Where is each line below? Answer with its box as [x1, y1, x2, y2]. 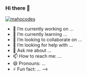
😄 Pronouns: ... [12, 60, 46, 66]
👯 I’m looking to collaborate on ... [12, 36, 82, 43]
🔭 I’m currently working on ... [12, 26, 74, 32]
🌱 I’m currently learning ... [12, 31, 68, 37]
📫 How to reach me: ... [12, 53, 62, 59]
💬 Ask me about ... [12, 48, 52, 54]
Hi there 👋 [5, 5, 31, 12]
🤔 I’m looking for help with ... [12, 42, 73, 48]
